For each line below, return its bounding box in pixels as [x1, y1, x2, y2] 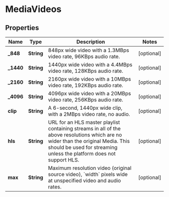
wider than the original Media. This [48, 138, 130, 144]
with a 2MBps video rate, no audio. [48, 111, 130, 117]
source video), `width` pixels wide [48, 171, 128, 177]
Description [76, 39, 105, 45]
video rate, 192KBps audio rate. [48, 82, 123, 89]
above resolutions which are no [48, 131, 122, 138]
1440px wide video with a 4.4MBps [48, 61, 133, 68]
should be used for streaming [48, 144, 118, 151]
